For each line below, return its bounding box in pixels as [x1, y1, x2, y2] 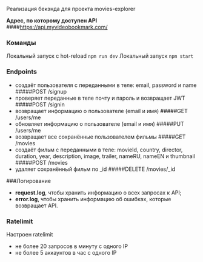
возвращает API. [15, 202, 59, 209]
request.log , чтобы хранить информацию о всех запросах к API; [15, 188, 182, 196]
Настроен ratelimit [6, 230, 53, 238]
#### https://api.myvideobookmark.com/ [6, 24, 108, 30]
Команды [6, 38, 36, 47]
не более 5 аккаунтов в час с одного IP [15, 249, 117, 256]
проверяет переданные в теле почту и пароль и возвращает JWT [15, 94, 186, 102]
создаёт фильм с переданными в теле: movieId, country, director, [15, 146, 183, 153]
